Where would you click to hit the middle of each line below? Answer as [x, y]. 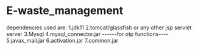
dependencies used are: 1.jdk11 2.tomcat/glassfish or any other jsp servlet [99, 27]
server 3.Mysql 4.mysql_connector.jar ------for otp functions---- [87, 34]
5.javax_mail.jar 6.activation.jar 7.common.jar [62, 40]
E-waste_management [65, 11]
